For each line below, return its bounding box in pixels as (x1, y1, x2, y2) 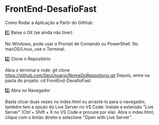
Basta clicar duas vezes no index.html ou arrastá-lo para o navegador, (5, 99, 146, 104)
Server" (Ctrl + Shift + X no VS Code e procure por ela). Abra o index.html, (5, 109, 155, 115)
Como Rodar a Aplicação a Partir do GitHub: (5, 20, 94, 25)
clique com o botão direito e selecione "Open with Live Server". (5, 114, 133, 120)
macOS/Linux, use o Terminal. (5, 46, 66, 52)
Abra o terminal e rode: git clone (5, 67, 70, 73)
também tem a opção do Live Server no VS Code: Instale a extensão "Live (5, 104, 154, 110)
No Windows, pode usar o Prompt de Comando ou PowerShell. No (5, 41, 139, 47)
